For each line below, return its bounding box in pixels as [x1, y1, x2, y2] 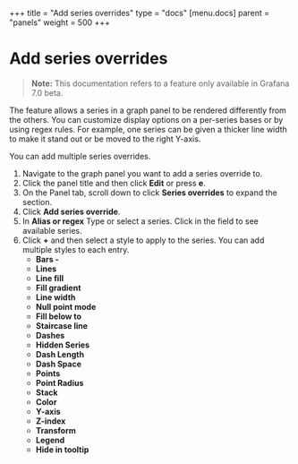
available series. [21, 225, 82, 236]
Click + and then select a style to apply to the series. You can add [21, 235, 265, 245]
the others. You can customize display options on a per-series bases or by [9, 114, 284, 125]
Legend [35, 434, 65, 445]
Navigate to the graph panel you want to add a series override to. [21, 168, 263, 178]
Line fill [35, 272, 64, 283]
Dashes [35, 330, 65, 340]
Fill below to [35, 311, 82, 322]
